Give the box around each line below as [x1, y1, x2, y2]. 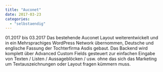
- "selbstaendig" [9, 21, 46, 26]
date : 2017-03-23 [5, 12, 41, 17]
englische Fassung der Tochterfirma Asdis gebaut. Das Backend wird [5, 45, 148, 51]
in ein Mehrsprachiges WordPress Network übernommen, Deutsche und [5, 40, 154, 46]
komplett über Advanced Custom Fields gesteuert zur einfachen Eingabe [5, 51, 155, 57]
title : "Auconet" [5, 7, 41, 12]
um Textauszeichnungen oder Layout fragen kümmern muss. [5, 61, 131, 67]
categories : [5, 16, 30, 21]
